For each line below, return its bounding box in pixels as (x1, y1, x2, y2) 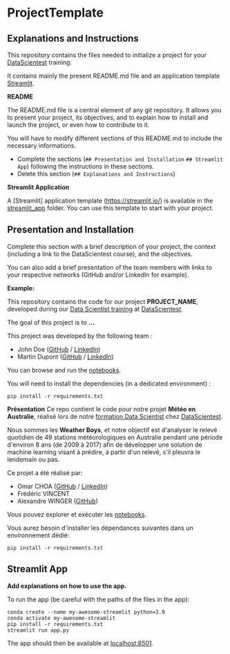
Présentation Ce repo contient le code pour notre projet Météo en (7, 404, 196, 413)
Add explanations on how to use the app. (7, 581, 127, 590)
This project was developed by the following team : (7, 332, 153, 340)
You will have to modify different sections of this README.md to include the (7, 134, 222, 142)
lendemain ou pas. (7, 455, 60, 463)
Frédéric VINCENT (17, 489, 70, 497)
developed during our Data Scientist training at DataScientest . (7, 304, 183, 313)
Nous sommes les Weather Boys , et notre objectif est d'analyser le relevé (7, 425, 218, 434)
